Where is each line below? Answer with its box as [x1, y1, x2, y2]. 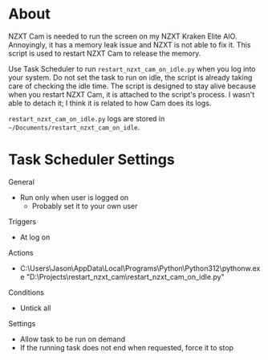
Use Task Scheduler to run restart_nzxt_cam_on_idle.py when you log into [8, 63, 256, 73]
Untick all [19, 303, 51, 313]
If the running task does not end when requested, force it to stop [19, 342, 234, 352]
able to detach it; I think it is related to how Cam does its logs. [8, 98, 212, 108]
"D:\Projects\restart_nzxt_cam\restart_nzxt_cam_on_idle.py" [26, 272, 225, 281]
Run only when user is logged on [19, 192, 129, 202]
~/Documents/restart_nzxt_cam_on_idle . [8, 122, 140, 132]
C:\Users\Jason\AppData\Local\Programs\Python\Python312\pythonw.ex [19, 263, 261, 273]
